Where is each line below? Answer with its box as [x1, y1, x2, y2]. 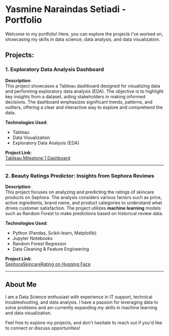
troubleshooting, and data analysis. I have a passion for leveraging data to [5, 299, 158, 305]
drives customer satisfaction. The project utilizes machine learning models [5, 205, 161, 211]
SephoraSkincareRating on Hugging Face [5, 261, 91, 267]
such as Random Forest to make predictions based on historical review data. [5, 210, 163, 216]
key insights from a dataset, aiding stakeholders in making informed [5, 93, 146, 99]
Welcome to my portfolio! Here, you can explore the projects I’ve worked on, [5, 31, 163, 37]
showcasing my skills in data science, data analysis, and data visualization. [5, 36, 160, 42]
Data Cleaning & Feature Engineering [12, 246, 90, 252]
